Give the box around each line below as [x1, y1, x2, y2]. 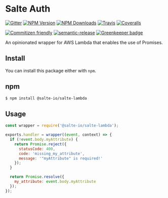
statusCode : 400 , [18, 146, 56, 151]
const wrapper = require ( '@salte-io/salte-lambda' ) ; [5, 123, 119, 128]
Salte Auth [5, 3, 51, 15]
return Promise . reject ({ [14, 141, 67, 147]
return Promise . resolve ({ [10, 174, 65, 180]
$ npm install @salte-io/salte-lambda [5, 96, 87, 101]
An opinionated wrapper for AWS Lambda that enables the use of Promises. [5, 39, 163, 46]
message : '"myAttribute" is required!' [18, 155, 103, 161]
